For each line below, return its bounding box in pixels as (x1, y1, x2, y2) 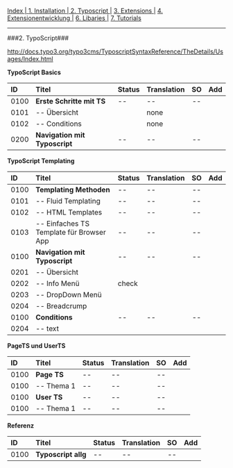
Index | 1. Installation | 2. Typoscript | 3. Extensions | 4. (7, 7, 163, 15)
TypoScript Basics (7, 68, 61, 76)
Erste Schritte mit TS (35, 97, 106, 106)
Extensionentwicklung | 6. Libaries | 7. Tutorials (7, 14, 142, 22)
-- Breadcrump (35, 301, 87, 310)
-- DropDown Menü (35, 290, 102, 299)
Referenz (7, 421, 35, 430)
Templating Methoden (35, 185, 111, 194)
